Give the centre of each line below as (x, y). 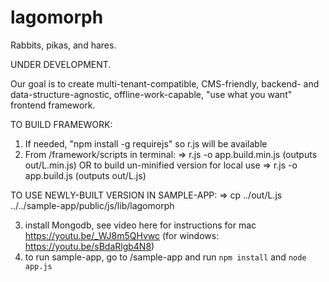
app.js (38, 266)
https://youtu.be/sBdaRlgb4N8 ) (89, 246)
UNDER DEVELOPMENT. (61, 64)
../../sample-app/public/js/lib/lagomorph (92, 205)
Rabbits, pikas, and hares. (63, 45)
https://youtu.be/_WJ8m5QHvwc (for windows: (122, 235)
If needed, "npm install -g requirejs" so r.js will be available (146, 143)
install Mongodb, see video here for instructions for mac (140, 225)
